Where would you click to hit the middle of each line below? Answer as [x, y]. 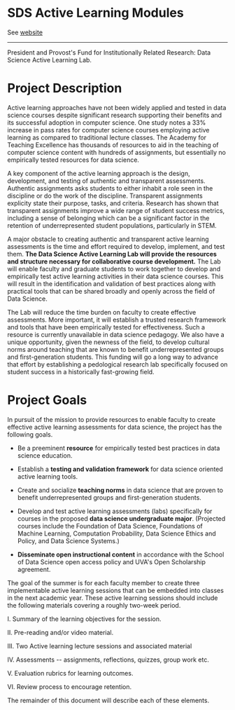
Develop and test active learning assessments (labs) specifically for [115, 511]
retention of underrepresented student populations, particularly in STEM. [112, 225]
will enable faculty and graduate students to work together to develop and [114, 268]
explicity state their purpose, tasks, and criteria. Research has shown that [113, 203]
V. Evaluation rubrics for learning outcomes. [70, 673]
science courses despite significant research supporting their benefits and [115, 115]
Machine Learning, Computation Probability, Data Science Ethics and [116, 533]
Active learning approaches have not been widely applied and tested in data [117, 107]
